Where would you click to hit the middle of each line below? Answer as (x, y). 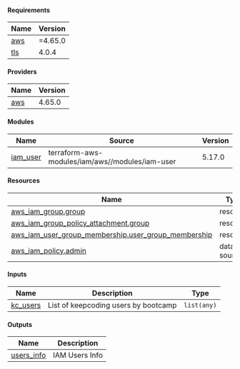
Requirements (29, 10)
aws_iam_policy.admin (49, 251)
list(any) (200, 305)
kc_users (26, 305)
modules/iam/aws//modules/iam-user (112, 161)
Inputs (17, 274)
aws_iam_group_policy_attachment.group (80, 223)
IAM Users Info (78, 355)
